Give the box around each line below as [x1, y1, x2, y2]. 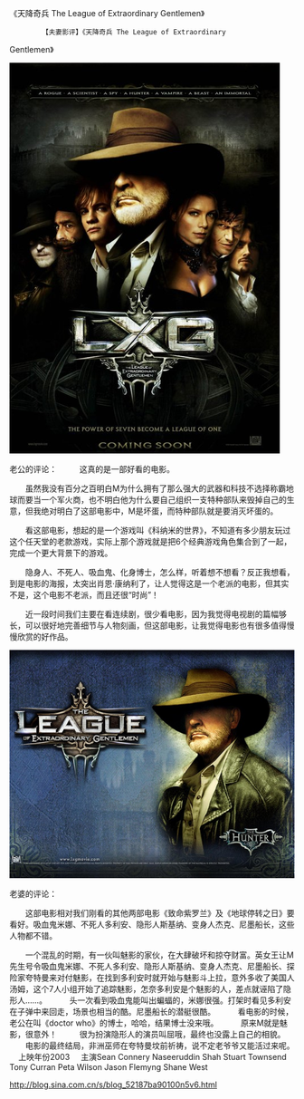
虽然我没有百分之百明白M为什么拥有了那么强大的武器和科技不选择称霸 [24, 483, 287, 494]
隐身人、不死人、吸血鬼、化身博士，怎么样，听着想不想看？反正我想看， [24, 567, 295, 577]
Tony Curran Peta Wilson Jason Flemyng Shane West [9, 1062, 208, 1073]
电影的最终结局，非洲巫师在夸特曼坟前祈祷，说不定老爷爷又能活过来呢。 [24, 1040, 295, 1051]
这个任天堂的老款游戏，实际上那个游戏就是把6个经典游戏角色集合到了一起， [9, 536, 292, 546]
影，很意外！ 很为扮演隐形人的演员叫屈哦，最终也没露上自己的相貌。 [9, 1029, 286, 1040]
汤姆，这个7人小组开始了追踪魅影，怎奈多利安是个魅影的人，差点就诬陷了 [9, 984, 283, 995]
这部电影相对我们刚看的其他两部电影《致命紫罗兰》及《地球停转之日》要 [24, 908, 295, 919]
